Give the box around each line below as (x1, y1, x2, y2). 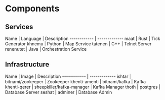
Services (5, 23, 34, 31)
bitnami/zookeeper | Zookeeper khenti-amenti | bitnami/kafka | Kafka (5, 78, 146, 84)
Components (5, 3, 60, 14)
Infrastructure (5, 60, 49, 69)
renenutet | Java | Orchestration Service (5, 46, 87, 52)
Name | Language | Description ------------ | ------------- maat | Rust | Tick (5, 35, 161, 41)
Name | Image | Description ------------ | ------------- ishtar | (5, 73, 131, 79)
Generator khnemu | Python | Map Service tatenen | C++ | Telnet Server (5, 41, 152, 47)
